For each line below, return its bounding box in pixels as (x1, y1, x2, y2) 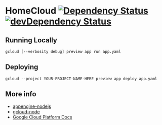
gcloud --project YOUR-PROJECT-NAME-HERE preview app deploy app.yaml (5, 76, 157, 81)
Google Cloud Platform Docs (12, 114, 72, 120)
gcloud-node (12, 108, 40, 114)
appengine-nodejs (12, 103, 52, 109)
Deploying (5, 63, 38, 72)
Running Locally (5, 36, 57, 44)
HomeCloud (5, 5, 57, 17)
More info (5, 90, 36, 98)
